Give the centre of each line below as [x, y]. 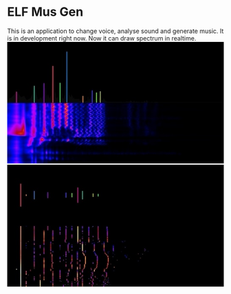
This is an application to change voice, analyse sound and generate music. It [115, 31]
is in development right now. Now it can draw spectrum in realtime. [102, 38]
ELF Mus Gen [45, 12]
